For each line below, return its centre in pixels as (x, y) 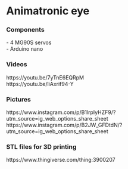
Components (25, 30)
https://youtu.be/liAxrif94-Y (40, 84)
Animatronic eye (48, 11)
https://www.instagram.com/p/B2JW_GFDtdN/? (64, 125)
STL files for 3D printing (41, 147)
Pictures (19, 99)
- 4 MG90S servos (29, 42)
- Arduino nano (25, 49)
